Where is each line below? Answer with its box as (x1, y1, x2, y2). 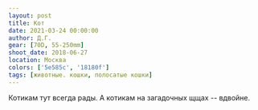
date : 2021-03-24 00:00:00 (8, 26, 99, 34)
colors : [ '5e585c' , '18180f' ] (8, 64, 110, 72)
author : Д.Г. (8, 33, 52, 42)
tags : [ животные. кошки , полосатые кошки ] (8, 71, 153, 79)
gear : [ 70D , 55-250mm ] (8, 41, 84, 49)
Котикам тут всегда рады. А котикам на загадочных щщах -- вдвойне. (8, 92, 251, 102)
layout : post (8, 11, 52, 20)
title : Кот (8, 19, 45, 27)
